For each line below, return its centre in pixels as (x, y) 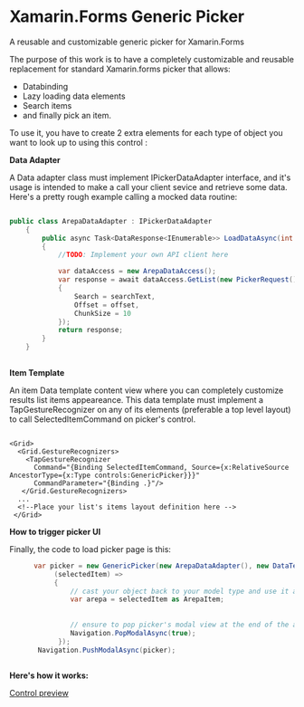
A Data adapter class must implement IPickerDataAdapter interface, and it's (150, 177)
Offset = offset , (107, 305)
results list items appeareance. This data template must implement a (137, 399)
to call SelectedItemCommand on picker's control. (103, 419)
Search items (47, 105)
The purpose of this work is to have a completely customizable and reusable (152, 59)
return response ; (90, 330)
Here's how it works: (49, 675)
